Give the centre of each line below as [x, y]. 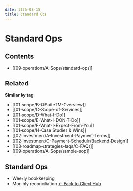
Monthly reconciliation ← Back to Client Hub [56, 184]
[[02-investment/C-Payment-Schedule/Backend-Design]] [70, 141]
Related [17, 83]
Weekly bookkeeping [33, 178]
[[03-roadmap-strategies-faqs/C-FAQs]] [53, 146]
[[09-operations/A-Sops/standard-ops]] [52, 68]
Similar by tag [19, 95]
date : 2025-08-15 [23, 10]
